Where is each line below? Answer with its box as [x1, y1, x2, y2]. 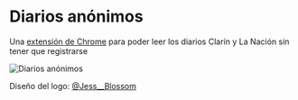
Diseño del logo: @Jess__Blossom [9, 80, 137, 91]
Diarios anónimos [9, 6, 144, 27]
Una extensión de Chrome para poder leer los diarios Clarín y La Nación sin [9, 36, 290, 47]
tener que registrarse [9, 45, 88, 56]
